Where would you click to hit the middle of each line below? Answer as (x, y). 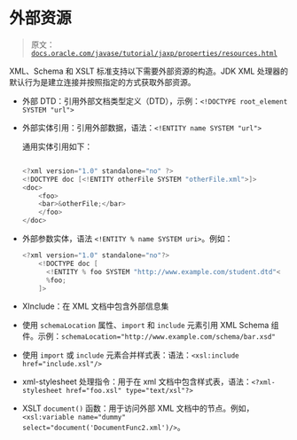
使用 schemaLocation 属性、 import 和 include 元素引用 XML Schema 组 (150, 326)
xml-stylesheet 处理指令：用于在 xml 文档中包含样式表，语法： (137, 381)
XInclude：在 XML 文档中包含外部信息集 (95, 306)
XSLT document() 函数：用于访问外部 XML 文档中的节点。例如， (138, 408)
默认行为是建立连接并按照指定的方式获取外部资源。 (102, 82)
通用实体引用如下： (57, 146)
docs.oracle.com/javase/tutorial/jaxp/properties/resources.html (154, 53)
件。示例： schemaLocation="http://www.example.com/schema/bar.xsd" (149, 336)
